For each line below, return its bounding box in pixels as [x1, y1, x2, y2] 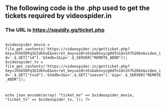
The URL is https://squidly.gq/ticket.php [5, 27, 105, 34]
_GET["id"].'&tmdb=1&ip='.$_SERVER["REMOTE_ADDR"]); [16, 55, 128, 60]
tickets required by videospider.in [5, 12, 112, 20]
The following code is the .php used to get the [5, 4, 150, 12]
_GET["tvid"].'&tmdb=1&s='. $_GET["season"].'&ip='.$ [16, 72, 128, 77]
